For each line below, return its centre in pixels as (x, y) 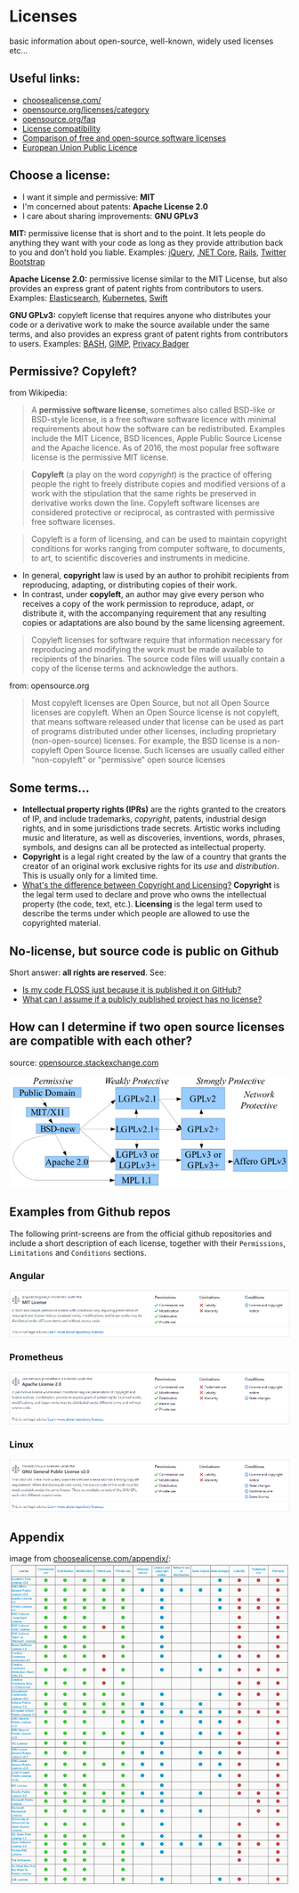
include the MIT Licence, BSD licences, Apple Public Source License (156, 438)
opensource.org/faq (59, 119)
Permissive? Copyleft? (73, 371)
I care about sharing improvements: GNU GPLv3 (110, 216)
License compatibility (61, 128)
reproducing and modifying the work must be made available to (147, 650)
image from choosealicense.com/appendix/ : (90, 1559)
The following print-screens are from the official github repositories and (141, 1233)
